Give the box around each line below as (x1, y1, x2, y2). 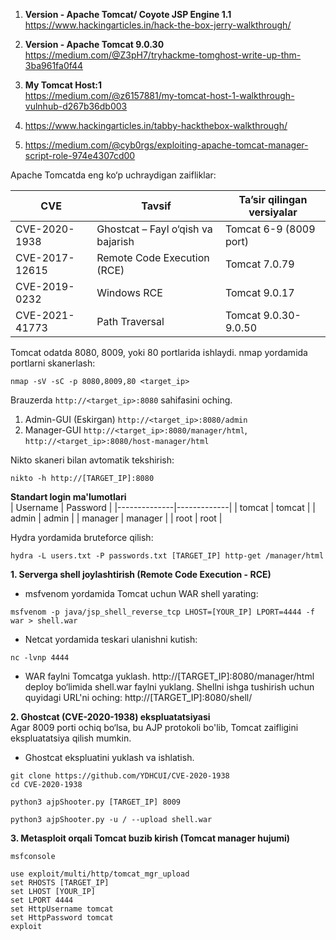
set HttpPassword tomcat (10, 913, 114, 923)
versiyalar (248, 205, 298, 219)
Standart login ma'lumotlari (10, 491, 127, 503)
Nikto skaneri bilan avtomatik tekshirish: (10, 454, 175, 466)
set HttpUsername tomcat (10, 904, 114, 914)
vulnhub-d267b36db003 (24, 100, 128, 112)
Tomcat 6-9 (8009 (224, 222, 316, 236)
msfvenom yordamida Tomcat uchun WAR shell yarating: (24, 588, 259, 599)
